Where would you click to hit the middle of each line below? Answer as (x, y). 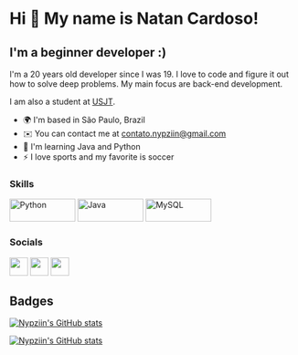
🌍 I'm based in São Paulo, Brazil (84, 120)
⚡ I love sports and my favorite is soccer (98, 157)
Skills (22, 183)
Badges (32, 301)
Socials (26, 243)
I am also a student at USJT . (63, 101)
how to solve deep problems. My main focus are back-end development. (146, 84)
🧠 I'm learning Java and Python (82, 146)
